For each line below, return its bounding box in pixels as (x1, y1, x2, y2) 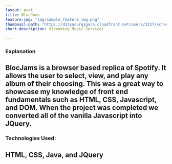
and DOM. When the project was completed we (5, 103, 159, 112)
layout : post (5, 7, 33, 13)
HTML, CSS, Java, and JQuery (5, 150, 104, 159)
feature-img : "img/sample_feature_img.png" (5, 17, 100, 22)
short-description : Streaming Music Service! (5, 27, 104, 32)
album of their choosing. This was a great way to (5, 80, 164, 88)
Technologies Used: (5, 135, 56, 142)
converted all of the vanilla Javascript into (5, 111, 142, 120)
